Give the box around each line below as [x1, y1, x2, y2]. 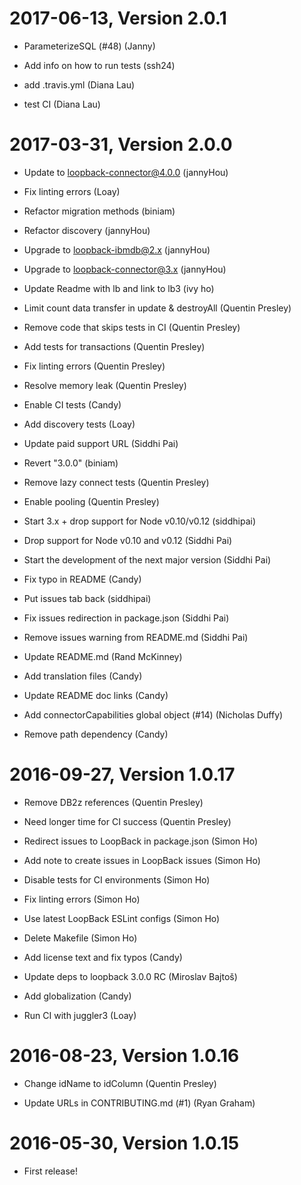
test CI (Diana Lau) [23, 98, 101, 110]
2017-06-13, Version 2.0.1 [9, 7, 227, 30]
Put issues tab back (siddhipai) [23, 592, 152, 604]
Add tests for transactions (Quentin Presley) [23, 340, 206, 352]
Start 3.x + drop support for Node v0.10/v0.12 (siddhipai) [23, 515, 257, 527]
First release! [23, 1165, 78, 1177]
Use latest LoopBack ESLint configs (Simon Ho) [23, 912, 221, 924]
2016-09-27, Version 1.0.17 [9, 763, 236, 786]
